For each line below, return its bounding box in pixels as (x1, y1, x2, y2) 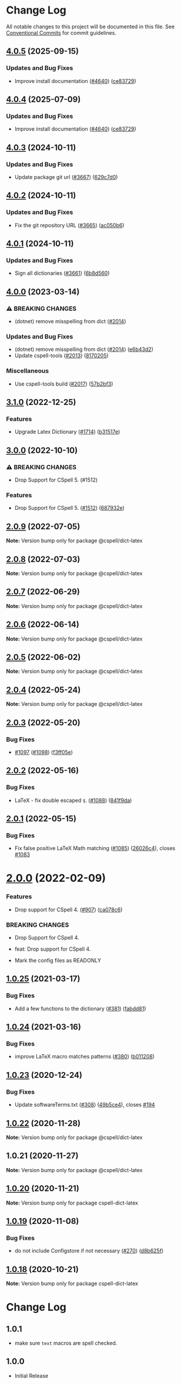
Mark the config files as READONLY (14, 957, 102, 964)
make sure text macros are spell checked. (14, 1340, 118, 1347)
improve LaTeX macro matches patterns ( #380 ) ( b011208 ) (14, 1053, 155, 1060)
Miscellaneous (6, 367, 49, 375)
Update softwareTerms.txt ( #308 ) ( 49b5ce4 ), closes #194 (14, 1101, 155, 1108)
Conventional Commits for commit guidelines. (6, 29, 116, 36)
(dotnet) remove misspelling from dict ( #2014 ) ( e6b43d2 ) (14, 346, 154, 353)
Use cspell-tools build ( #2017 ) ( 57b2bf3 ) (14, 380, 113, 387)
